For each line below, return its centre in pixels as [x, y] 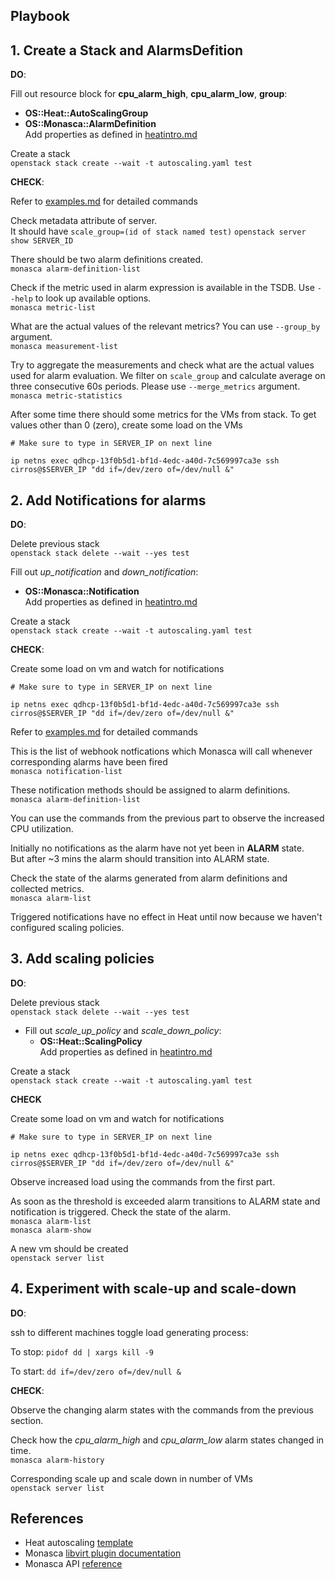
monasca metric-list [53, 308]
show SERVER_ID [42, 241]
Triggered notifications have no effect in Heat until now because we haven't [166, 917]
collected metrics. [47, 889]
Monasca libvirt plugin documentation [103, 1553]
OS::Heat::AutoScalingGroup [86, 113]
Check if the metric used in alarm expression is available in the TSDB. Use [162, 288]
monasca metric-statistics [66, 396]
